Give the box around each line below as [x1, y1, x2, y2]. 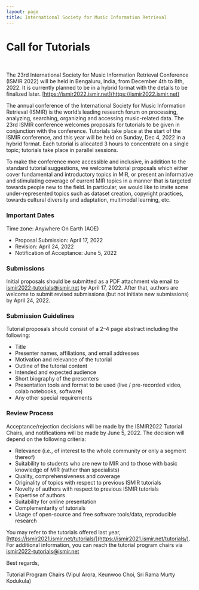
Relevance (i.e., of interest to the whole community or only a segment [14, 447, 186, 454]
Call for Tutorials [6, 40, 91, 54]
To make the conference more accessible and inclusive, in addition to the [6, 158, 186, 165]
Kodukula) [6, 577, 32, 584]
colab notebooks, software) [14, 388, 83, 395]
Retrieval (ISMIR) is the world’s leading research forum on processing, [6, 108, 178, 115]
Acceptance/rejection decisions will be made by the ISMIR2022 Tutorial [6, 422, 182, 430]
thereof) [14, 453, 35, 461]
